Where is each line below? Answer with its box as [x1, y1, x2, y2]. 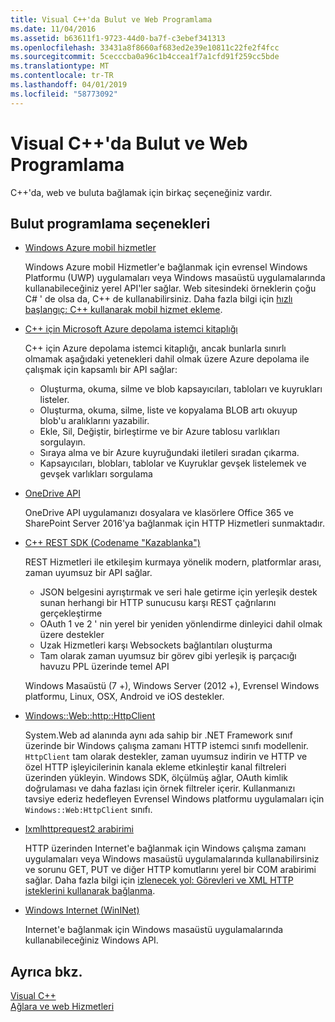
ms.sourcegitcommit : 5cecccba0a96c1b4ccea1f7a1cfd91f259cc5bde [10, 52, 280, 62]
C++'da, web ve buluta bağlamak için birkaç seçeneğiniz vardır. [10, 186, 273, 198]
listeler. [39, 394, 70, 406]
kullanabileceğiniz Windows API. [24, 934, 159, 946]
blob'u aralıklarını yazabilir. [39, 415, 150, 427]
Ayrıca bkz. [10, 963, 83, 980]
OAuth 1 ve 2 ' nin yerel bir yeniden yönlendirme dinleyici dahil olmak [39, 618, 323, 630]
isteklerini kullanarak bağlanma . [24, 885, 156, 897]
